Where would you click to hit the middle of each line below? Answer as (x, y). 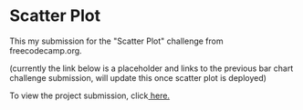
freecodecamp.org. (46, 50)
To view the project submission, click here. (90, 95)
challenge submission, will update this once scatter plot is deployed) (138, 77)
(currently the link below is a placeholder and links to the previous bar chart (151, 68)
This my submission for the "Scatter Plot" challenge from (116, 41)
